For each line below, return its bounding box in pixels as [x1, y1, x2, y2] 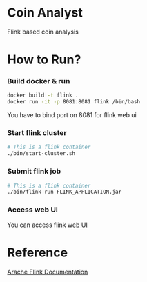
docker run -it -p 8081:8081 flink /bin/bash [7, 99, 140, 105]
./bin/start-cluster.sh [7, 150, 76, 157]
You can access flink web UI [7, 221, 88, 229]
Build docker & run [7, 77, 70, 86]
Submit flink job [7, 167, 61, 177]
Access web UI [7, 205, 59, 214]
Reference [7, 245, 68, 260]
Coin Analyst [7, 5, 83, 21]
